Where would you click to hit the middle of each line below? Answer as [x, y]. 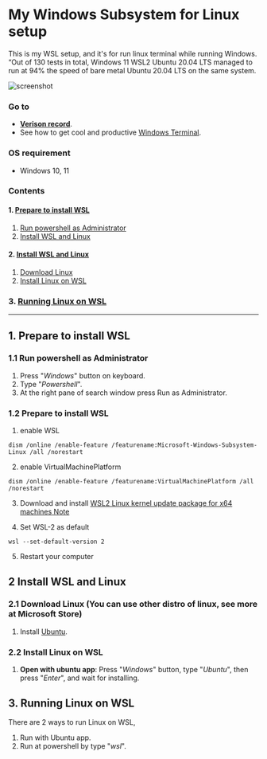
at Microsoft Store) [45, 614]
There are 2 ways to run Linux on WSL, [72, 722]
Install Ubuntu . [43, 632]
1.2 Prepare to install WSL [58, 413]
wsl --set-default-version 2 [56, 542]
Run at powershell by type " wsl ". [73, 745]
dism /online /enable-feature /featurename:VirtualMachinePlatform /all [131, 482]
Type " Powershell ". [51, 384]
